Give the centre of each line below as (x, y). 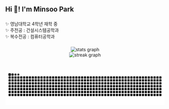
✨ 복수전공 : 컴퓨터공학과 (30, 37)
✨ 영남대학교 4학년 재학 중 (32, 24)
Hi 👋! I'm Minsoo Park (40, 9)
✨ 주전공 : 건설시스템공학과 (32, 30)
